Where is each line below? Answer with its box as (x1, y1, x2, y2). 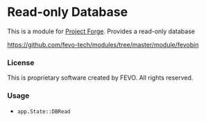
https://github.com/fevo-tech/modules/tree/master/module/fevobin (7, 40, 199, 49)
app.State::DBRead (17, 108, 71, 115)
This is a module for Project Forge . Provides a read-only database (7, 27, 196, 35)
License (7, 58, 35, 67)
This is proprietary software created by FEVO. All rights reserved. (7, 73, 194, 82)
